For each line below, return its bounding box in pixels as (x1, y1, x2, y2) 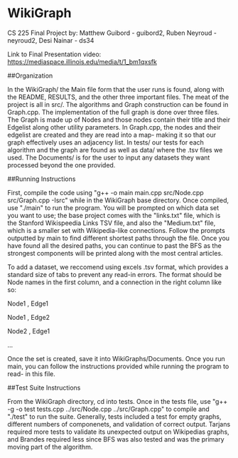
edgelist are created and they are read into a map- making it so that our (7, 130, 217, 139)
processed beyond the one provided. (7, 160, 116, 169)
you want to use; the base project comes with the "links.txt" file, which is (7, 211, 221, 219)
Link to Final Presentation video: (7, 50, 102, 58)
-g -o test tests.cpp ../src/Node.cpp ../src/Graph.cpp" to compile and (7, 405, 210, 413)
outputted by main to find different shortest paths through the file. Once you (7, 234, 229, 242)
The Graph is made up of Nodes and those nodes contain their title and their (7, 115, 231, 124)
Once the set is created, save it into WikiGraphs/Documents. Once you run (7, 354, 225, 363)
